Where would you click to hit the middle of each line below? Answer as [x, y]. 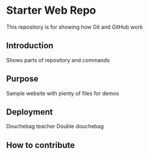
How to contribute [41, 145]
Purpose [22, 79]
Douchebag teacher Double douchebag [55, 127]
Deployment [30, 112]
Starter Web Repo [51, 10]
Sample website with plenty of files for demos [63, 93]
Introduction [30, 46]
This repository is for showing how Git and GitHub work [74, 27]
